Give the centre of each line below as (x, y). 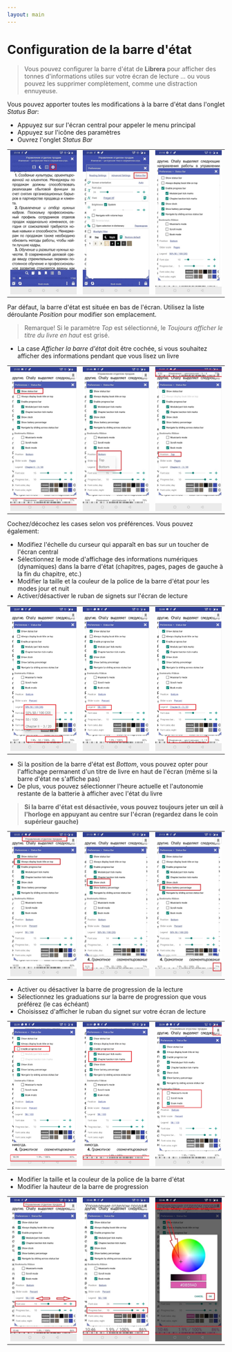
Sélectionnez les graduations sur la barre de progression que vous (112, 996)
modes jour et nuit (43, 589)
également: (23, 531)
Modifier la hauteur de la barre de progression (83, 1186)
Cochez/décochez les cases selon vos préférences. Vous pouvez (100, 524)
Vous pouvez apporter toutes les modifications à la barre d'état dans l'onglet (116, 104)
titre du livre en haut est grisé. (67, 336)
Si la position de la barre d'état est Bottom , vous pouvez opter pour (113, 764)
